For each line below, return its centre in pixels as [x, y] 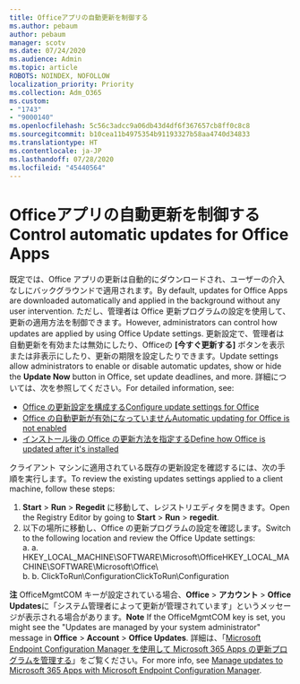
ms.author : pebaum [43, 26]
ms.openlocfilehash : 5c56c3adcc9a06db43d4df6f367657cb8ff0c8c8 [130, 126]
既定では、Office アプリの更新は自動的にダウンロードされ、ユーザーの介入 [147, 280]
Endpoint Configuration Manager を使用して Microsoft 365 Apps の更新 [141, 649]
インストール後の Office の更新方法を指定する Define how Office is [144, 439]
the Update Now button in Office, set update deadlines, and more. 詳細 [140, 377]
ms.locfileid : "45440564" [57, 168]
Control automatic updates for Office [149, 234]
